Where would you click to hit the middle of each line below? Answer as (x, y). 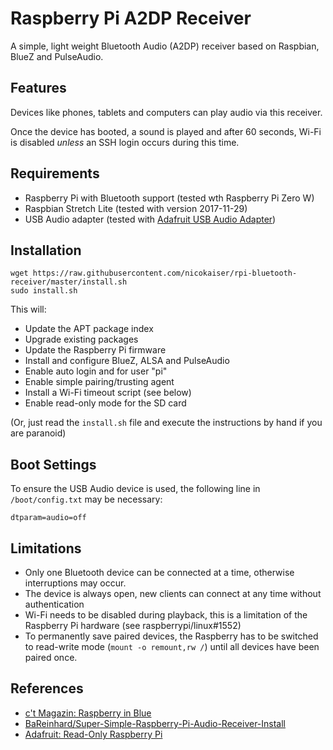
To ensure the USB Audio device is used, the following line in (135, 489)
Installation (46, 250)
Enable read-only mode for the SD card (105, 403)
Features (38, 88)
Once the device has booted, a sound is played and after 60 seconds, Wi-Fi (166, 131)
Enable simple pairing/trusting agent (99, 382)
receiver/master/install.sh (69, 282)
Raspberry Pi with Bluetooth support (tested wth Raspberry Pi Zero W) (169, 198)
